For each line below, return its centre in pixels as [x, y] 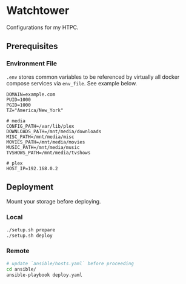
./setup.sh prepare [31, 230]
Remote [18, 251]
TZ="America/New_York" [35, 110]
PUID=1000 [19, 100]
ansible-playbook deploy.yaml [45, 275]
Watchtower [38, 11]
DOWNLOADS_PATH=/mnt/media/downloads [54, 131]
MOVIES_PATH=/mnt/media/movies [46, 142]
